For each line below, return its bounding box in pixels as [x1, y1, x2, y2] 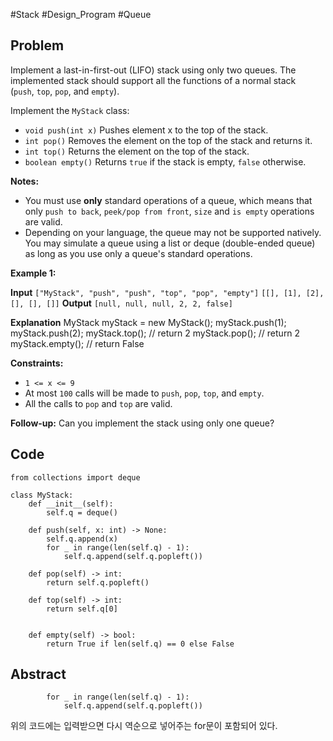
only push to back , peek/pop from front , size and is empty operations [24, 205, 315, 217]
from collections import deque [10, 472, 141, 483]
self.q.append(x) [46, 534, 118, 544]
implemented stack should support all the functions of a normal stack [10, 74, 297, 86]
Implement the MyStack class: [10, 104, 130, 116]
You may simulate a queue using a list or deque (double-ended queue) [24, 237, 316, 249]
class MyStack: [10, 490, 74, 500]
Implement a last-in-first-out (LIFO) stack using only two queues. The [10, 64, 297, 76]
